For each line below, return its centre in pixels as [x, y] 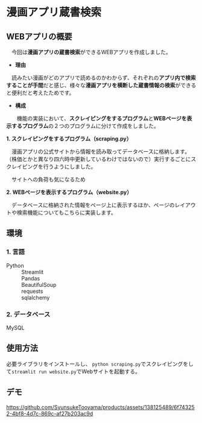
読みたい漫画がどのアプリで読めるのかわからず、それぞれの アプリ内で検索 [103, 78]
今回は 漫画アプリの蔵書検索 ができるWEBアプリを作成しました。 [91, 52]
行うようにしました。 [70, 167]
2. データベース [28, 314]
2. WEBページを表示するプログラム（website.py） [69, 192]
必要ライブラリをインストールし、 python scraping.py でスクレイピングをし [100, 364]
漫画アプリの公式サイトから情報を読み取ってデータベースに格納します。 [101, 152]
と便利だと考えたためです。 [40, 93]
